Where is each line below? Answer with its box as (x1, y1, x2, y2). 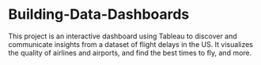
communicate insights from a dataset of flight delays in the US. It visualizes (8, 39, 253, 49)
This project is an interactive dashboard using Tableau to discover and (8, 31, 237, 41)
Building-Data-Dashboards (8, 5, 190, 23)
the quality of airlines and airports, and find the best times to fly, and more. (8, 48, 252, 57)
